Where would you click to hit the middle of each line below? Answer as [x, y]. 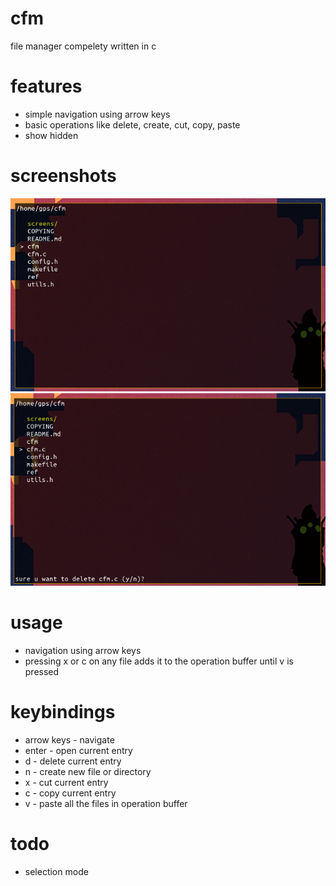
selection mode [56, 871]
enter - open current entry [78, 750]
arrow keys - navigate [69, 739]
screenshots [63, 176]
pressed [42, 671]
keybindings [63, 711]
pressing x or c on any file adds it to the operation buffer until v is [159, 661]
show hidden [51, 135]
